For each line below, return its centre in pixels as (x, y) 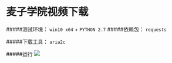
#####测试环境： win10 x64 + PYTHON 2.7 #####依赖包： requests (86, 29)
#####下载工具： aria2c (36, 41)
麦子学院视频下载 (48, 12)
